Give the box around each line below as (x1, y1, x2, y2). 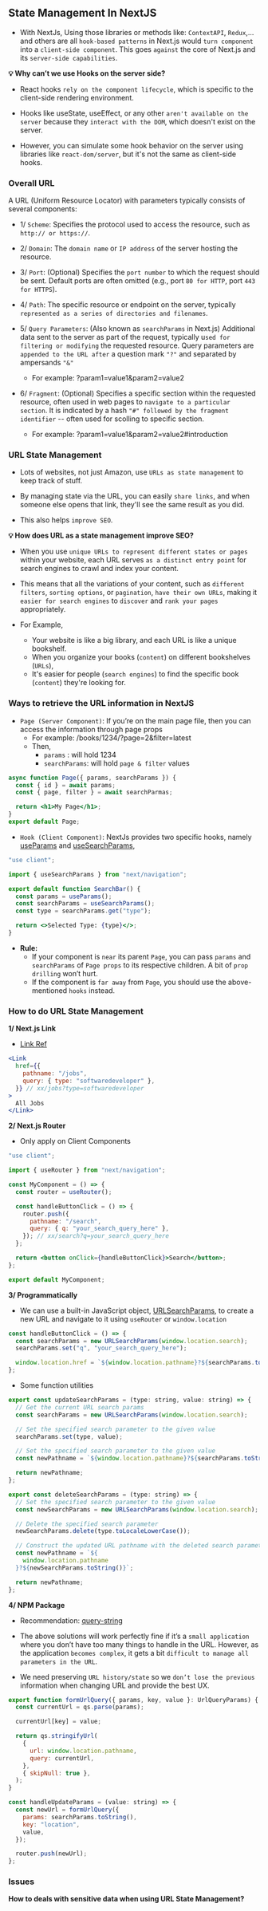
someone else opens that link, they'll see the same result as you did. (19, 500, 245, 510)
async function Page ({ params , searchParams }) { (8, 774, 177, 782)
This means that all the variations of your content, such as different (19, 579, 245, 589)
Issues (8, 1876, 35, 1887)
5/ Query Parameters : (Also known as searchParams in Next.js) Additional (19, 324, 255, 333)
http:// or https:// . (19, 228, 90, 238)
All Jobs (15, 1099, 45, 1107)
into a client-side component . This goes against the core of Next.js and (19, 44, 256, 54)
